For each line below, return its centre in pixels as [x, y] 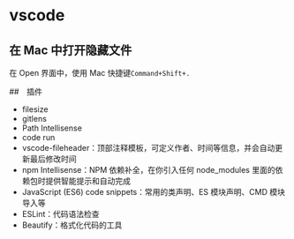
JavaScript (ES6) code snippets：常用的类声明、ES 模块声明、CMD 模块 [153, 192]
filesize [35, 109]
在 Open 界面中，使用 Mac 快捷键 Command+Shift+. [100, 73]
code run [38, 137]
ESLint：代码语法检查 [60, 214]
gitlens [34, 119]
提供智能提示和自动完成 [88, 181]
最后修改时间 [53, 159]
